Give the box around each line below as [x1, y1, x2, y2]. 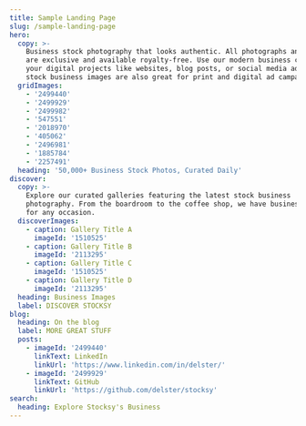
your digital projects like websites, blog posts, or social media [25, 65, 287, 74]
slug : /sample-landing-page [9, 22, 117, 31]
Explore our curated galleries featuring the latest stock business [25, 191, 291, 200]
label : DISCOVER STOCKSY [17, 301, 112, 310]
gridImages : [17, 81, 64, 90]
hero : [9, 30, 30, 39]
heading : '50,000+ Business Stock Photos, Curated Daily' [17, 166, 243, 175]
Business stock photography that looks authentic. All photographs [25, 47, 287, 56]
